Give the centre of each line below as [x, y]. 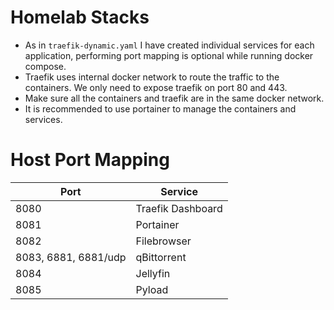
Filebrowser [163, 241]
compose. [45, 66]
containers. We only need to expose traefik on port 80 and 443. [156, 87]
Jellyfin [153, 273]
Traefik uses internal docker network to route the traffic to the [152, 77]
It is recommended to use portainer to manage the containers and [160, 108]
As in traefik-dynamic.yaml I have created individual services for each [169, 45]
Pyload [152, 289]
